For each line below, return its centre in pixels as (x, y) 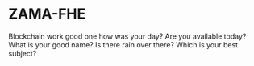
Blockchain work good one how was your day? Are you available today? (127, 36)
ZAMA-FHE (47, 14)
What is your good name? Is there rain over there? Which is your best (123, 44)
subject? (23, 53)
